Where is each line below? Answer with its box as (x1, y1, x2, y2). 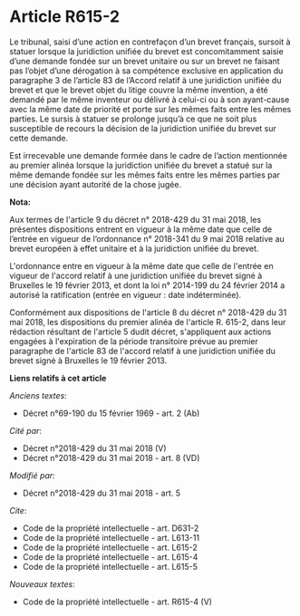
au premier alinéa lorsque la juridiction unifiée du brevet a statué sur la (9, 159, 273, 170)
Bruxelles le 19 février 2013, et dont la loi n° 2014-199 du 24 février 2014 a (9, 279, 285, 291)
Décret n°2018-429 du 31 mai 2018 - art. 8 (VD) (22, 452, 200, 463)
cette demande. (9, 132, 69, 143)
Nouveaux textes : (9, 578, 75, 590)
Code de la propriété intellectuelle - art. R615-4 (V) (22, 596, 213, 607)
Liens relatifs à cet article (9, 372, 107, 383)
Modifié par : (9, 469, 56, 481)
